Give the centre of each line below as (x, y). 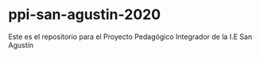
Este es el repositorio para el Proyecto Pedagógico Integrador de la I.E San (130, 37)
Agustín (21, 44)
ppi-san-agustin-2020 (85, 15)
